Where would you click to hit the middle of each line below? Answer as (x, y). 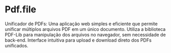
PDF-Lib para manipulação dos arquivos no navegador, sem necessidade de (85, 34)
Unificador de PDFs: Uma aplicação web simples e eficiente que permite (81, 24)
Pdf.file (20, 10)
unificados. (17, 45)
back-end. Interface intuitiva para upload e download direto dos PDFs (78, 40)
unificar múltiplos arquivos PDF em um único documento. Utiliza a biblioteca (85, 29)
